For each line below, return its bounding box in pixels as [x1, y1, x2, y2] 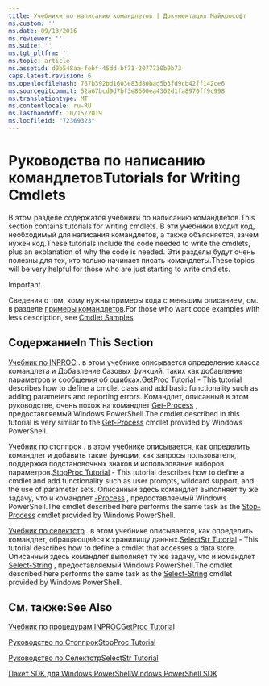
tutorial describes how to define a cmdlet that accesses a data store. [8, 542, 236, 553]
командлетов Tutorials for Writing [8, 169, 241, 187]
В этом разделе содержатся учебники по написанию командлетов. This [8, 212, 255, 222]
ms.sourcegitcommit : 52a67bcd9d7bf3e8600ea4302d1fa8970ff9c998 [8, 86, 226, 95]
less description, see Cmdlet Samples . [8, 312, 135, 322]
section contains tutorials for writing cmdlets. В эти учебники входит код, [8, 221, 255, 231]
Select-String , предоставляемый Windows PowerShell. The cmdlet [8, 560, 233, 570]
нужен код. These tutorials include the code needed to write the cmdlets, [8, 238, 251, 248]
